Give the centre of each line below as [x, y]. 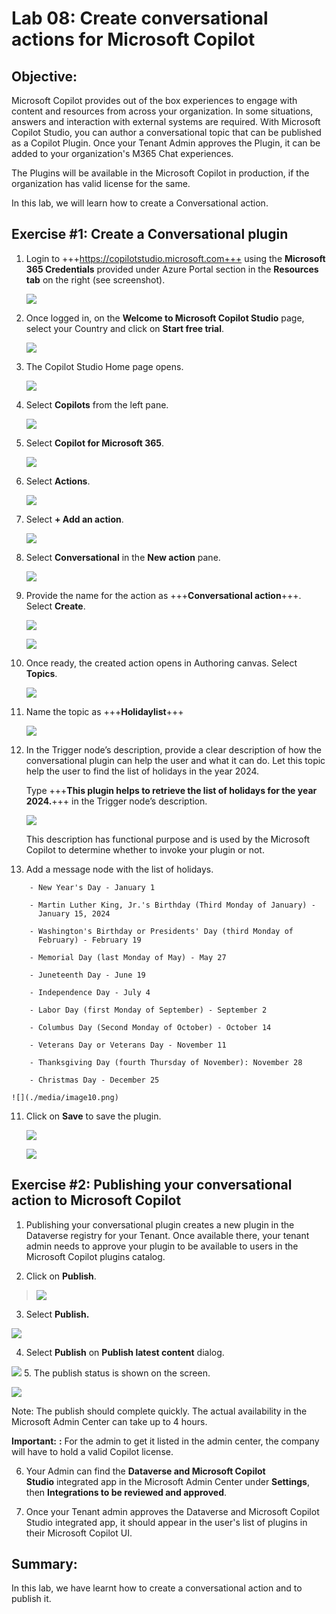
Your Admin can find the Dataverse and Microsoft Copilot [145, 1471]
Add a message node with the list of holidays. [119, 869]
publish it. [31, 1599]
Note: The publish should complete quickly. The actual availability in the [159, 1411]
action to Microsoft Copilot [96, 1200]
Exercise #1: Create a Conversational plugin [150, 234]
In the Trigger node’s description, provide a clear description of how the [174, 749]
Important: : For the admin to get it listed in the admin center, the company [165, 1441]
